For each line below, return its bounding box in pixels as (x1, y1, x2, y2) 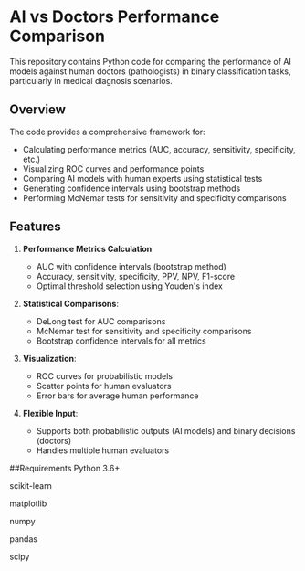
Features (9, 219, 61, 235)
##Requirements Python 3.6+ (9, 462, 121, 473)
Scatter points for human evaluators (36, 380, 172, 391)
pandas (9, 533, 38, 545)
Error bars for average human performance (36, 390, 199, 401)
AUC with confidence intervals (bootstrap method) (36, 260, 226, 271)
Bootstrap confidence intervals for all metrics (36, 335, 207, 346)
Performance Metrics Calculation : (22, 243, 155, 254)
